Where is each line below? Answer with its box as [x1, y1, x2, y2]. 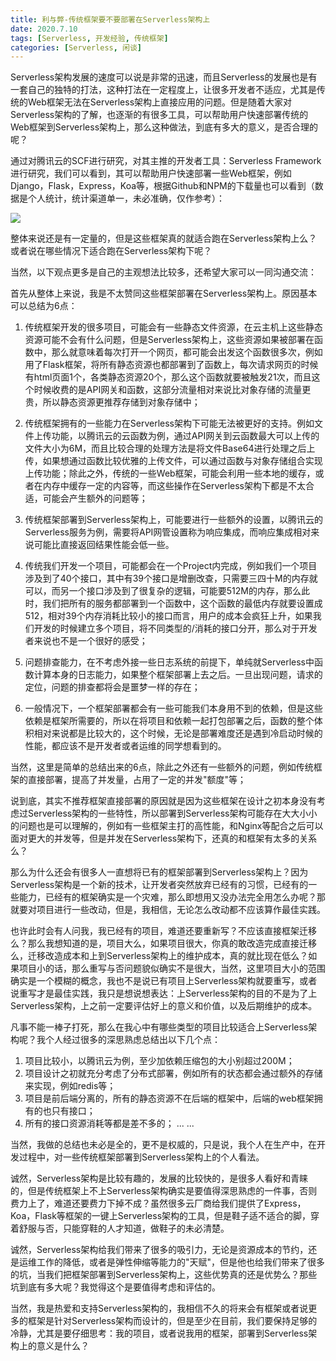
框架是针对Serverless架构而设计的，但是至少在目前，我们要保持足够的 [27, 1315, 318, 1327]
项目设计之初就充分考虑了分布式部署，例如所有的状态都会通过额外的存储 [24, 1067, 323, 1080]
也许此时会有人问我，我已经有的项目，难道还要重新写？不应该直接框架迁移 [10, 925, 317, 937]
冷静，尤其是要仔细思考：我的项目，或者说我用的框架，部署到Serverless [10, 1327, 309, 1340]
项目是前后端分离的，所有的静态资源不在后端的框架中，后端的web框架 [24, 1092, 315, 1105]
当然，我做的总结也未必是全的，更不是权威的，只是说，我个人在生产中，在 [10, 1139, 317, 1151]
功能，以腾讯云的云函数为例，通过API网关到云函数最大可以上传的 [51, 430, 320, 442]
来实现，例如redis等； [24, 1080, 117, 1092]
